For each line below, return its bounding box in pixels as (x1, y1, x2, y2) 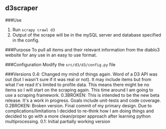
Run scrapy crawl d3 (12, 27, 55, 33)
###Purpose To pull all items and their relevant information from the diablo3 (5, 46, 160, 52)
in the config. (12, 37, 40, 43)
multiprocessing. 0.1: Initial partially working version (5, 118, 111, 124)
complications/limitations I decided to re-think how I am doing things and (5, 108, 154, 114)
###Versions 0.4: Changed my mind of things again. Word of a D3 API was (5, 71, 158, 77)
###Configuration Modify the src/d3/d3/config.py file (5, 61, 115, 67)
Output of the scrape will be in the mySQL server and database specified (12, 32, 162, 38)
